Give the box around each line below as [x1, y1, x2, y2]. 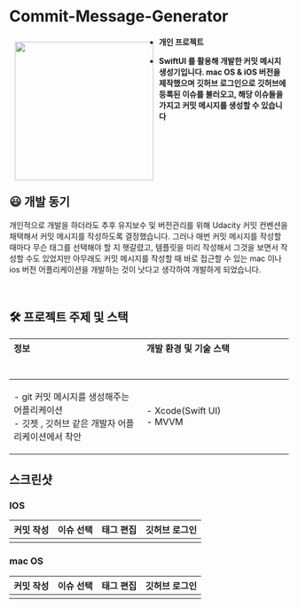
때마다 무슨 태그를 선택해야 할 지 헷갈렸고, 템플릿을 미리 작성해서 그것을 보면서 [9, 241, 279, 252]
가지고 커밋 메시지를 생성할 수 [159, 99, 260, 110]
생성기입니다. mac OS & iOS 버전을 [159, 67, 281, 77]
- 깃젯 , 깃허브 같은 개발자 [13, 417, 116, 430]
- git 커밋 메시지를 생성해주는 [13, 391, 130, 403]
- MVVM [145, 415, 184, 428]
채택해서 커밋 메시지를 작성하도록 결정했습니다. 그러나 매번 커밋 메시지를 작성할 [9, 231, 282, 241]
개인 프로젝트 [159, 36, 204, 47]
